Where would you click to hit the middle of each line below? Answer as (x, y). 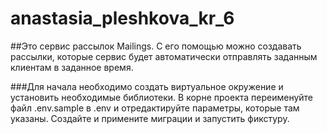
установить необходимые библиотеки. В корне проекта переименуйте (162, 97)
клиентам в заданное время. (72, 67)
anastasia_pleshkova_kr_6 (122, 18)
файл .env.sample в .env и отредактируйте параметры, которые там (155, 108)
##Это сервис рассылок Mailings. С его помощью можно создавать (156, 46)
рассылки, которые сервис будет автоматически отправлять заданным (164, 56)
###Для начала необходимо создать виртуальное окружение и (147, 86)
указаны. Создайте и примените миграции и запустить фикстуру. (150, 118)
